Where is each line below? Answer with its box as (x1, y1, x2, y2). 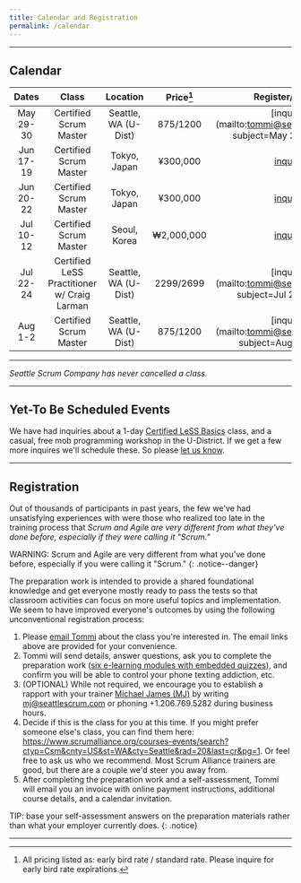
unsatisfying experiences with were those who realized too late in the (9, 513, 266, 524)
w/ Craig (54, 288, 91, 300)
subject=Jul (236, 288, 287, 300)
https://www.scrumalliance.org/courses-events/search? (21, 736, 229, 747)
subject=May (232, 129, 288, 142)
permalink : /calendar (9, 22, 90, 30)
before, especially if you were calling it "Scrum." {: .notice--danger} (9, 558, 259, 569)
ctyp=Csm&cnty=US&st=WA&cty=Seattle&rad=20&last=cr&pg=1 (21, 746, 261, 757)
